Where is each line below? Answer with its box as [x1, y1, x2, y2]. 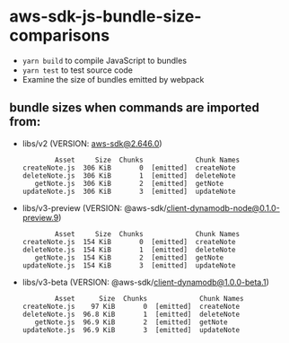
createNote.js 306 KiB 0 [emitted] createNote [22, 163, 236, 172]
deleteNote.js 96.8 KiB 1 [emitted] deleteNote [22, 310, 241, 319]
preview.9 [22, 212, 59, 223]
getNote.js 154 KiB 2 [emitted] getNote [34, 253, 224, 262]
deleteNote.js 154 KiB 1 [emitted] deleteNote [22, 245, 236, 254]
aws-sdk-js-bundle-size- [9, 6, 202, 27]
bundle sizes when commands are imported [9, 101, 260, 116]
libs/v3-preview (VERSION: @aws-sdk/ [22, 202, 168, 213]
